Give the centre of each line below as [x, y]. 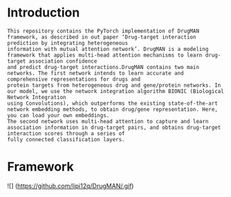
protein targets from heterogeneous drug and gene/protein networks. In [114, 85]
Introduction [44, 13]
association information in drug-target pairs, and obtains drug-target [114, 127]
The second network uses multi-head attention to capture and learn [108, 121]
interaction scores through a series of [66, 133]
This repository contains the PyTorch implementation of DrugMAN [103, 31]
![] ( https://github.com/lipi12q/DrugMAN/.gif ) [71, 186]
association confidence [63, 61]
